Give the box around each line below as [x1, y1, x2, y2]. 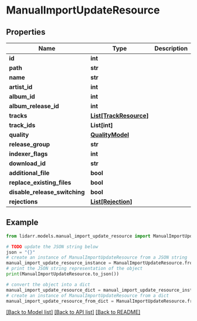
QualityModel [90, 131, 130, 139]
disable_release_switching [9, 188, 85, 196]
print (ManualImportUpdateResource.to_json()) [6, 271, 119, 277]
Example [6, 218, 39, 228]
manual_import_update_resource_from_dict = [6, 298, 114, 304]
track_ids [9, 121, 36, 129]
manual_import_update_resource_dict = [6, 287, 101, 293]
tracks [9, 112, 28, 119]
